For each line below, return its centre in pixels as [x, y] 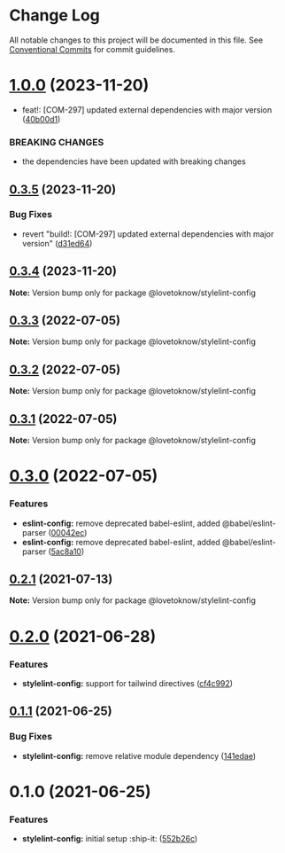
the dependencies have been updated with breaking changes [134, 161]
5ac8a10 [66, 552]
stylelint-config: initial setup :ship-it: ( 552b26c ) [110, 839]
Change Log [54, 16]
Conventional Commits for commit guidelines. [92, 49]
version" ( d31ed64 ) [57, 243]
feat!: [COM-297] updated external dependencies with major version [147, 110]
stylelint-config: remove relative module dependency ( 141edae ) [139, 755]
